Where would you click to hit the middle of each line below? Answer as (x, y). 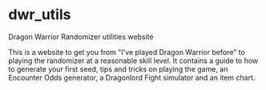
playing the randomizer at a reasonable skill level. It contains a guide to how (133, 61)
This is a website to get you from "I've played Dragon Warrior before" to (127, 52)
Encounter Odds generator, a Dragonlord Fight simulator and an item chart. (132, 77)
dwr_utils (40, 15)
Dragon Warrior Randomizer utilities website (81, 37)
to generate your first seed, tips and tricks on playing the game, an (118, 68)
